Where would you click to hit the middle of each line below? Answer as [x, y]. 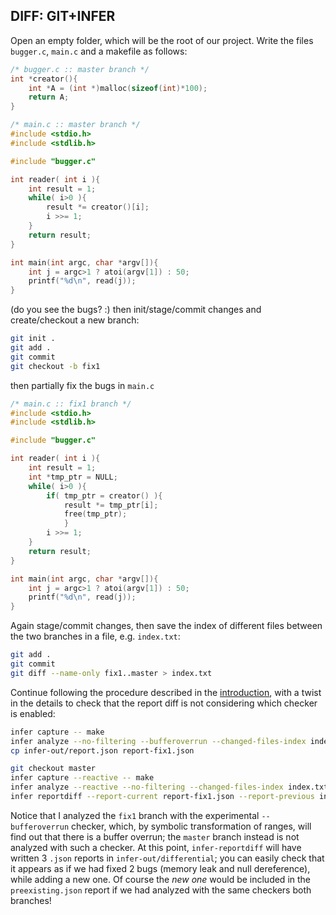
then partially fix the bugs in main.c [82, 385]
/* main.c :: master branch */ [75, 125]
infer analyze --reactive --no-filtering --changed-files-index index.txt [169, 787]
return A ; [49, 97]
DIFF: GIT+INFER [63, 16]
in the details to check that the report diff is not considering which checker [164, 703]
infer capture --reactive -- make [82, 778]
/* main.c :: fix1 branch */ [71, 404]
